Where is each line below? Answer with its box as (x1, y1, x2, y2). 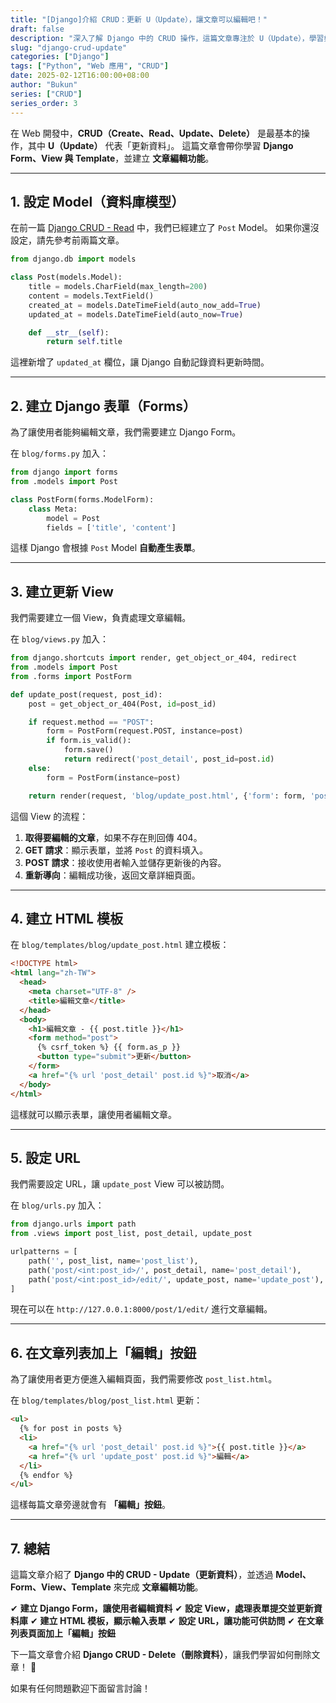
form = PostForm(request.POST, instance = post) (46, 726, 244, 736)
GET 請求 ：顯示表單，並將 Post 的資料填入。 (24, 844, 208, 856)
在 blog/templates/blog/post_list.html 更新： (10, 1394, 203, 1406)
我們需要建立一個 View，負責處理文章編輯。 (10, 612, 192, 624)
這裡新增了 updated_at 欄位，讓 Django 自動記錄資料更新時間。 (10, 356, 270, 368)
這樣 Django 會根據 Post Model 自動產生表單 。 (10, 542, 202, 554)
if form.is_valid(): (46, 736, 132, 746)
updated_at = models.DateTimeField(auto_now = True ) (28, 309, 244, 320)
